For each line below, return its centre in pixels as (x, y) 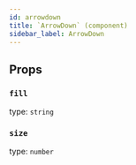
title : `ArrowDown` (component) (68, 26)
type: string (32, 112)
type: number (32, 152)
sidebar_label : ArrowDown (57, 34)
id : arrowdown (35, 17)
